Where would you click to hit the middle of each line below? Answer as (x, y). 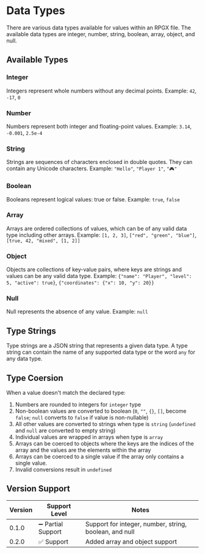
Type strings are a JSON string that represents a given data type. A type (97, 346)
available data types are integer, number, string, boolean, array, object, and (101, 34)
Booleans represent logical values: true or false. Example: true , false (93, 199)
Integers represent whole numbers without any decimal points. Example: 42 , (102, 91)
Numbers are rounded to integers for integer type (78, 405)
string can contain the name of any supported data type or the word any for (101, 352)
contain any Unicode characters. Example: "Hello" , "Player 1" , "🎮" (92, 168)
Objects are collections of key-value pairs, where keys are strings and (94, 269)
